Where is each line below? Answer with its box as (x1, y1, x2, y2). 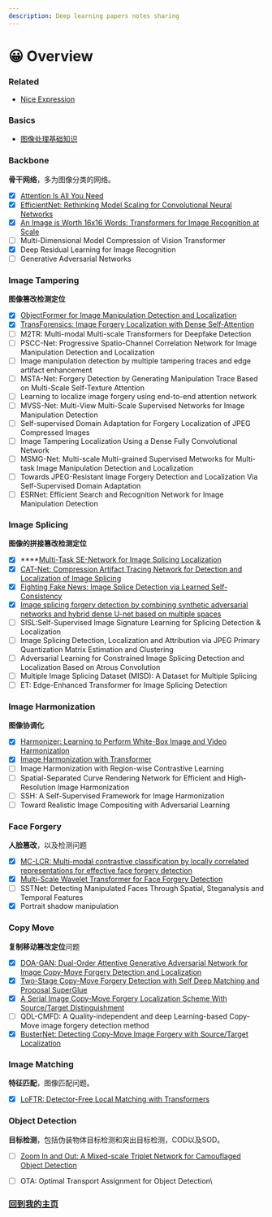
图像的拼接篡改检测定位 (8, 538, 87, 549)
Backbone (8, 155, 50, 167)
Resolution (19, 782, 56, 792)
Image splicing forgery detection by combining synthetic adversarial (19, 599, 248, 610)
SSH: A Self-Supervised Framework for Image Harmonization (19, 790, 225, 801)
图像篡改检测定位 (8, 294, 66, 304)
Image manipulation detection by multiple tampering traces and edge (19, 355, 252, 366)
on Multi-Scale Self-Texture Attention (19, 383, 145, 393)
